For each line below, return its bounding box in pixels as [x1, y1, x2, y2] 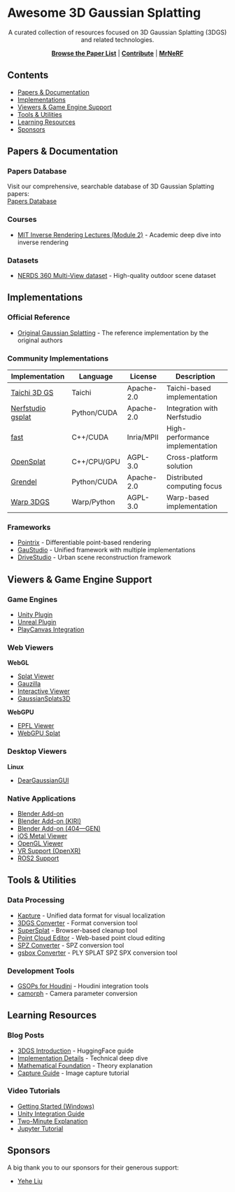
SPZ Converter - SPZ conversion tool [17, 941, 124, 949]
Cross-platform [166, 453, 218, 463]
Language [78, 372, 113, 381]
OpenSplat [10, 457, 45, 467]
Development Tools [7, 966, 75, 976]
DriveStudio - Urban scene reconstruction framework [17, 553, 171, 561]
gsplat [10, 412, 31, 422]
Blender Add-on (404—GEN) [17, 824, 101, 832]
